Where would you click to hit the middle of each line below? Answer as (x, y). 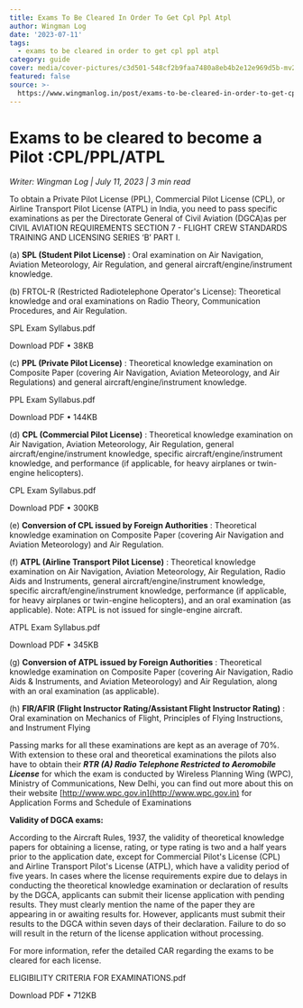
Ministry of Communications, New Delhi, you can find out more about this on (151, 783)
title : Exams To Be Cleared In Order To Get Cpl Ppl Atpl (120, 18)
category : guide (40, 60)
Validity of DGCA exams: (56, 820)
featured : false (40, 77)
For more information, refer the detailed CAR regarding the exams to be (142, 951)
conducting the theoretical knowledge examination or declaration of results (149, 885)
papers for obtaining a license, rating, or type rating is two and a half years (148, 848)
